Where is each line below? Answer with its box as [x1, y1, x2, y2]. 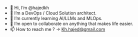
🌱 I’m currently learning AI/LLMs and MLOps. [9, 15, 102, 21]
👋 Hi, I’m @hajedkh [9, 5, 49, 10]
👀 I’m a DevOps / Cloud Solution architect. [9, 10, 96, 16]
